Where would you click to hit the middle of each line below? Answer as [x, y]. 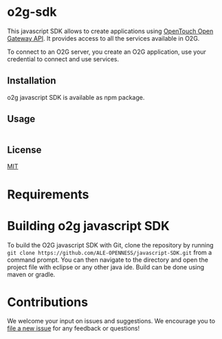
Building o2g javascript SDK [88, 226]
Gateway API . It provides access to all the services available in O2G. [103, 38]
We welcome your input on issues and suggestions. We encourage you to [111, 321]
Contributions [47, 302]
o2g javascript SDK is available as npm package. [76, 97]
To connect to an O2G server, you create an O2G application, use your [107, 52]
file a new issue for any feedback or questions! [74, 329]
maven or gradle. [31, 274]
